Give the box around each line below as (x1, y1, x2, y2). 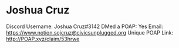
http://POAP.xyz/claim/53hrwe (6, 35, 80, 42)
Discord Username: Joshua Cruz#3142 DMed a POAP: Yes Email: (6, 23, 163, 30)
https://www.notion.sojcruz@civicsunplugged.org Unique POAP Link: (6, 29, 173, 36)
